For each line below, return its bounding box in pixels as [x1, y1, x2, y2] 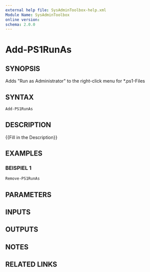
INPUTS [5, 208, 31, 217]
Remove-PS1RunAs [5, 176, 40, 181]
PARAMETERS [5, 190, 52, 199]
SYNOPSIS [5, 64, 40, 73]
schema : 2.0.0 [5, 22, 36, 27]
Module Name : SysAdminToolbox [5, 12, 70, 17]
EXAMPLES [5, 149, 42, 158]
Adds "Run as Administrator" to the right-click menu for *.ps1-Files [5, 78, 145, 84]
